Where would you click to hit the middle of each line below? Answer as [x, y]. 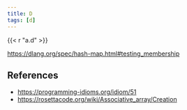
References [33, 75]
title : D [20, 14]
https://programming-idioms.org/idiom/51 [77, 92]
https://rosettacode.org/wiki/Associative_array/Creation [97, 100]
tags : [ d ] [22, 20]
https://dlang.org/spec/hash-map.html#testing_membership [93, 54]
